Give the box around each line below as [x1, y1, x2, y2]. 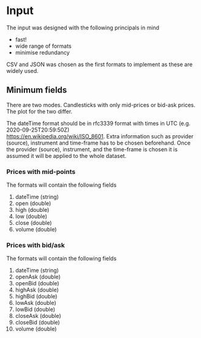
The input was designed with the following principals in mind [6, 24, 159, 31]
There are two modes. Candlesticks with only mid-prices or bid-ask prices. [6, 101, 196, 108]
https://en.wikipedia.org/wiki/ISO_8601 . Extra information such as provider [6, 132, 194, 140]
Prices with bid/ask [6, 241, 66, 249]
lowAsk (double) [15, 299, 56, 307]
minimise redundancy [15, 48, 70, 56]
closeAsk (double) [15, 312, 61, 320]
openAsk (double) [15, 273, 61, 280]
